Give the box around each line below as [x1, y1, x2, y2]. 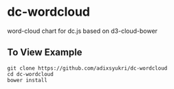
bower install [7, 77, 48, 84]
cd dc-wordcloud [7, 71, 54, 77]
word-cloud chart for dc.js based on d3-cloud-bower [7, 27, 158, 35]
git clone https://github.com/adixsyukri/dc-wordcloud [7, 64, 168, 72]
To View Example [7, 47, 83, 58]
